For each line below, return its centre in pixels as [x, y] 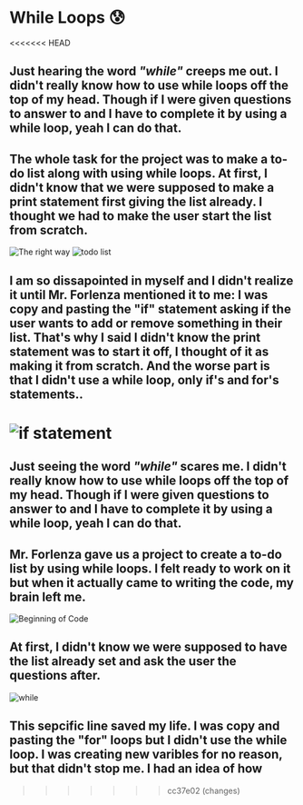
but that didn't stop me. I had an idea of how [136, 769]
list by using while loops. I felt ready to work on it [150, 568]
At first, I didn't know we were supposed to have [148, 647]
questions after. [55, 676]
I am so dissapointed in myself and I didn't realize [151, 280]
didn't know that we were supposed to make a [142, 188]
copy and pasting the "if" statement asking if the [151, 308]
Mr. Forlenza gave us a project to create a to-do [146, 554]
